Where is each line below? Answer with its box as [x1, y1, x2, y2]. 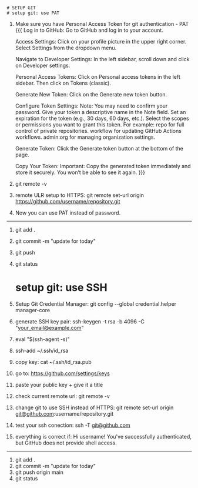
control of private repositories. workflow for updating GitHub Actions [15, 128, 182, 134]
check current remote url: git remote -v [15, 392, 110, 399]
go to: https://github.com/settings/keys [15, 370, 110, 377]
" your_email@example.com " [15, 324, 84, 331]
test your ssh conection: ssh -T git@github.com [15, 422, 131, 429]
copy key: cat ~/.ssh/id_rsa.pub [15, 358, 92, 365]
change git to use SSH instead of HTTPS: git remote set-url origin [15, 404, 174, 411]
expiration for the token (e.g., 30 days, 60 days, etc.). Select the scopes [15, 115, 190, 122]
